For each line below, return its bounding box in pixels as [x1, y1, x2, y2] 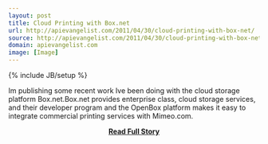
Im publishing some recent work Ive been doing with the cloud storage [8, 86, 241, 95]
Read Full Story [108, 126, 160, 136]
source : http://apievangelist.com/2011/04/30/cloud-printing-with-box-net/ [8, 33, 266, 42]
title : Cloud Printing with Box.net [8, 19, 130, 27]
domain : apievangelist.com [8, 41, 98, 49]
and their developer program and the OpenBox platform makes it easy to [8, 103, 246, 112]
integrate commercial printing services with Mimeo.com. [8, 111, 194, 120]
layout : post [8, 11, 52, 20]
